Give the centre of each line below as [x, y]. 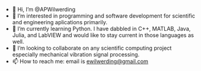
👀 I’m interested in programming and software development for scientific [104, 16]
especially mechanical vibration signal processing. [76, 54]
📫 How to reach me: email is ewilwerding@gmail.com [80, 61]
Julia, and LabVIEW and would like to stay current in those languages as [103, 35]
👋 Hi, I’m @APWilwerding [44, 9]
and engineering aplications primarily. [60, 22]
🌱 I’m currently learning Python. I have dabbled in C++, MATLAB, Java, [101, 29]
